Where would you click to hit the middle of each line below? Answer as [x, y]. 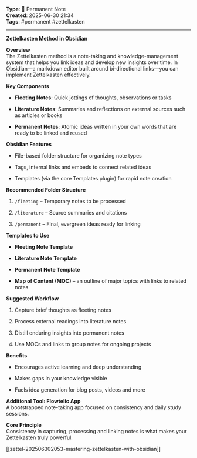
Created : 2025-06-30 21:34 [40, 15]
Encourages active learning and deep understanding [78, 367]
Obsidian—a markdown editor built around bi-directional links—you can [92, 68]
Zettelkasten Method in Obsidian [47, 39]
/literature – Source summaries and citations [71, 213]
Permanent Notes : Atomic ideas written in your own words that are [96, 127]
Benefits [17, 355]
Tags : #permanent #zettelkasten [45, 21]
